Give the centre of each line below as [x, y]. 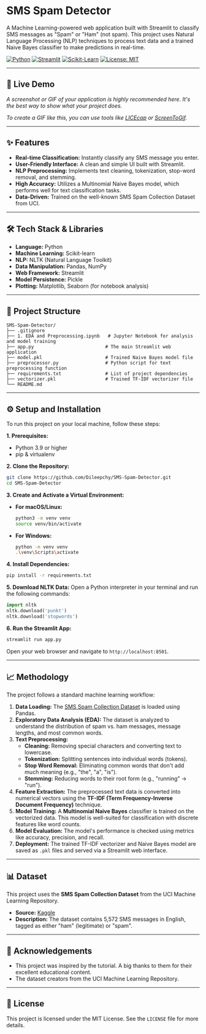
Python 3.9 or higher [41, 448]
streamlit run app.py [34, 639]
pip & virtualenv [35, 454]
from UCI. [28, 203]
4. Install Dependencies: [38, 564]
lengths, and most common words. [59, 733]
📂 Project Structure [44, 311]
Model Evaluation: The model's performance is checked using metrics [105, 831]
